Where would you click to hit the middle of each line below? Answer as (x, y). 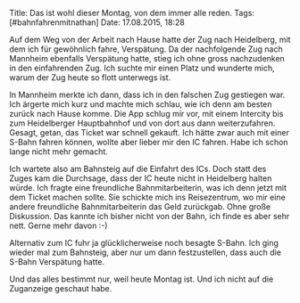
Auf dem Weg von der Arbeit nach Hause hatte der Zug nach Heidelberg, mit (150, 40)
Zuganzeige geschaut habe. (61, 288)
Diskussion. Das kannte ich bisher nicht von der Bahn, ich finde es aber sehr (150, 216)
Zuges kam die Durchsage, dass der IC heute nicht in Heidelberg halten (141, 178)
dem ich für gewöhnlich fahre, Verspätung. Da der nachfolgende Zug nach (146, 49)
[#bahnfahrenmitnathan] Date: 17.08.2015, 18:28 (97, 22)
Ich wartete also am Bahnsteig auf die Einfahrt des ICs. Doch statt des (138, 169)
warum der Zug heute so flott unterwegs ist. (90, 78)
